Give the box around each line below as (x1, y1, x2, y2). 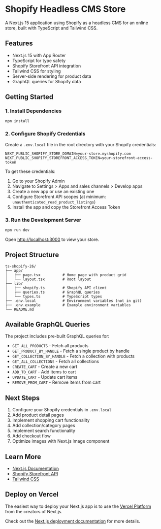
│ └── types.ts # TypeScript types (5, 294, 102, 299)
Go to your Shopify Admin (12, 178, 65, 184)
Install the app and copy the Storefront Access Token (12, 204, 121, 210)
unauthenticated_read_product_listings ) (12, 198, 96, 205)
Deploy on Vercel (5, 490, 59, 498)
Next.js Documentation (12, 465, 59, 471)
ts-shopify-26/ (5, 264, 36, 269)
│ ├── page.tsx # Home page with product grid (5, 272, 127, 277)
